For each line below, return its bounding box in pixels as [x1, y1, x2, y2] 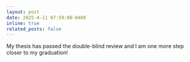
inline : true [6, 20, 40, 26]
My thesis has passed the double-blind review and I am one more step [6, 43, 184, 50]
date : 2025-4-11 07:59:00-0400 [6, 15, 86, 21]
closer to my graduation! [6, 49, 69, 57]
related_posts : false [6, 26, 62, 32]
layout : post [6, 9, 40, 15]
